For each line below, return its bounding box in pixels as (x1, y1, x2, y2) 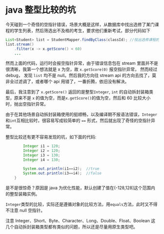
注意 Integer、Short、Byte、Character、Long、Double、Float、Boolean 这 (5, 217, 155, 223)
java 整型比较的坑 (5, 4, 76, 16)
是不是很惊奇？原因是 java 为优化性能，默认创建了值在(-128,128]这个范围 (5, 185, 151, 191)
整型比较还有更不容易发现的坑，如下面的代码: (5, 134, 97, 140)
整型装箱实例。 (9, 191, 40, 196)
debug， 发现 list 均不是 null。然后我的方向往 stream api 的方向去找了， (5, 73, 152, 78)
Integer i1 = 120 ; (23, 144, 60, 149)
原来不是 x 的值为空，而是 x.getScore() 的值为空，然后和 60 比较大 (14, 95, 146, 101)
